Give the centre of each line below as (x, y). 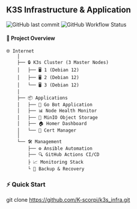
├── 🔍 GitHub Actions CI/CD (64, 155)
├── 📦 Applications (42, 98)
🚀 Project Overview (31, 38)
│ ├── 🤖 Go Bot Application (55, 105)
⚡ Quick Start (26, 184)
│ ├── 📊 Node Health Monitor (57, 111)
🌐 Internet (20, 51)
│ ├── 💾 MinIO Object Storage (57, 118)
